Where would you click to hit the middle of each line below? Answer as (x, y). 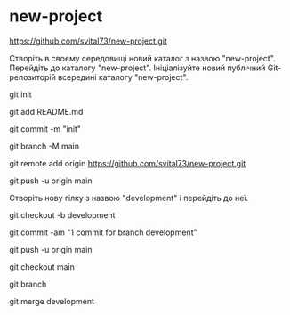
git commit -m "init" (45, 129)
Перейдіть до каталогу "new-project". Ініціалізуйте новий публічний (137, 68)
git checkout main (42, 267)
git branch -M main (44, 146)
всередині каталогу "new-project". (123, 77)
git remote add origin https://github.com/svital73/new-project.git (128, 163)
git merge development (52, 301)
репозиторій (32, 77)
